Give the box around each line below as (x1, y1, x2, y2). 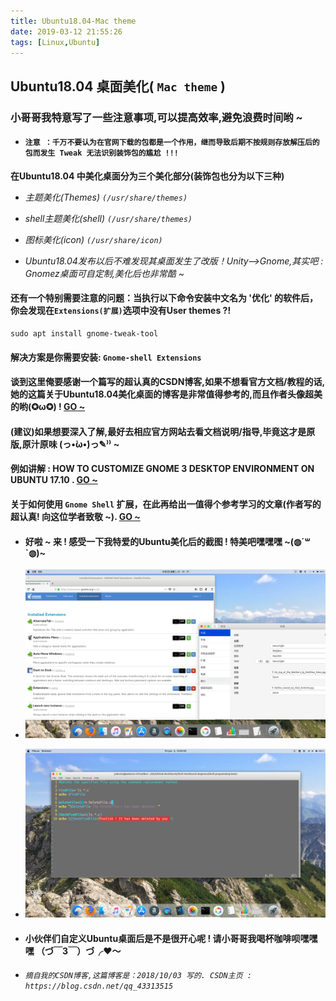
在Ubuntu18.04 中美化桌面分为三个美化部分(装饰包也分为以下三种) (10, 170, 285, 182)
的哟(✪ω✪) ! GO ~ (10, 401, 86, 413)
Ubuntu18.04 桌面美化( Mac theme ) (10, 78, 227, 95)
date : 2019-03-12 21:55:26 (10, 26, 123, 37)
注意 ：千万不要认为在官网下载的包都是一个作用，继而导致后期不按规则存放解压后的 (24, 138, 320, 148)
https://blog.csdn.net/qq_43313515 (24, 981, 174, 991)
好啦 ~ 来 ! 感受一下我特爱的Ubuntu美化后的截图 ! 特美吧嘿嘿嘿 (24, 535, 283, 547)
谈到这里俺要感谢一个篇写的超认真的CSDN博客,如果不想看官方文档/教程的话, (10, 376, 326, 388)
